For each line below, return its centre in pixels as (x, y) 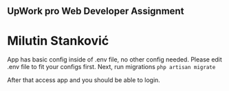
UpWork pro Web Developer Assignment (96, 11)
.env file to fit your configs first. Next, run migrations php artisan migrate (111, 67)
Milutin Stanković (58, 41)
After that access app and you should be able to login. (84, 80)
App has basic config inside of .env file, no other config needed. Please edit (115, 60)
